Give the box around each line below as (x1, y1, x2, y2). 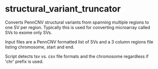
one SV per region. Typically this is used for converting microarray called (5, 24, 151, 30)
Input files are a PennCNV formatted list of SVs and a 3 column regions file (5, 39, 154, 44)
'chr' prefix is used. (5, 58, 43, 64)
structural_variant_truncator (5, 3, 121, 14)
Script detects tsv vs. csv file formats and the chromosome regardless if (5, 53, 149, 59)
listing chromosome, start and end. (5, 44, 75, 50)
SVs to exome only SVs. (5, 29, 52, 35)
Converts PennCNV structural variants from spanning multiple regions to (5, 19, 149, 25)
